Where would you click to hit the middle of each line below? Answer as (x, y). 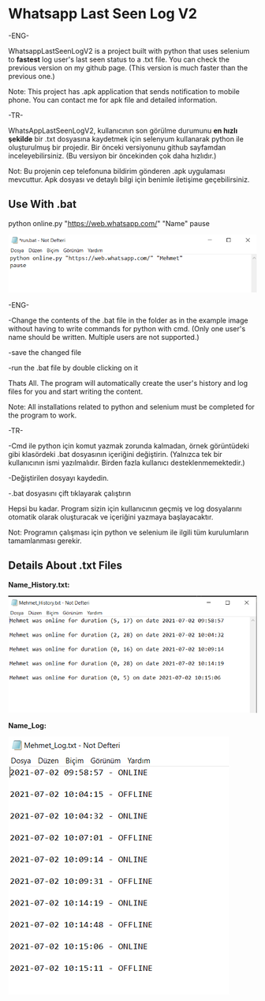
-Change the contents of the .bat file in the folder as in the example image (128, 320)
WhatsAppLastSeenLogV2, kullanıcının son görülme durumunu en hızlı (123, 130)
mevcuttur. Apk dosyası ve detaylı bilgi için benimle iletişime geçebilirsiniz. (129, 179)
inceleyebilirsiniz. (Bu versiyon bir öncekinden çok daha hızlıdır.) (112, 156)
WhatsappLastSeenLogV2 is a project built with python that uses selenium (129, 51)
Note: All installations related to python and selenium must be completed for (131, 406)
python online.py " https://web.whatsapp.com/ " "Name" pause (109, 223)
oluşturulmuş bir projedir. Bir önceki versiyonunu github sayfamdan (117, 147)
